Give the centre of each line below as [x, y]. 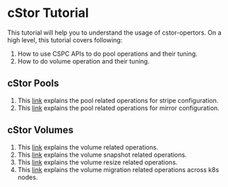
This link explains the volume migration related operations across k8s [118, 169]
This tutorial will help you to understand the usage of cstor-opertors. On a [114, 32]
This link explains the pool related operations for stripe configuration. [118, 100]
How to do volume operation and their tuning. [83, 61]
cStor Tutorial [48, 13]
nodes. [28, 177]
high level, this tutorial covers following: [65, 40]
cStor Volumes [41, 130]
